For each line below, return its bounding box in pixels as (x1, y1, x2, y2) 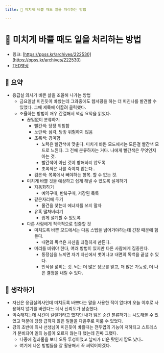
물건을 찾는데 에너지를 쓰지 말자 (41, 202, 102, 208)
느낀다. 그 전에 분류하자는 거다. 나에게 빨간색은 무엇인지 (50, 148, 157, 153)
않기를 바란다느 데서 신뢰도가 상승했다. (25, 306, 99, 312)
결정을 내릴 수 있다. (46, 270, 83, 276)
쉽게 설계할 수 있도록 (41, 215, 81, 221)
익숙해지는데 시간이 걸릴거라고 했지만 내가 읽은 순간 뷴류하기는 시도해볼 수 (12, 312, 154, 318)
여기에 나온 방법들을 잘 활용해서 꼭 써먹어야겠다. (19, 343, 111, 349)
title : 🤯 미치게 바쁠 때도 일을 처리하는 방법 (5, 7, 87, 12)
